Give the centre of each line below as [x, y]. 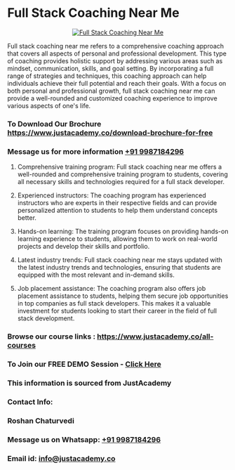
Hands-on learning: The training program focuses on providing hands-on [123, 231]
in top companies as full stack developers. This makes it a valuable [114, 303]
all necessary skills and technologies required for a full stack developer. [121, 182]
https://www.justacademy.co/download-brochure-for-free [110, 133]
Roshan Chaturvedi [41, 421]
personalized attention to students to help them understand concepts [117, 210]
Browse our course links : [52, 337]
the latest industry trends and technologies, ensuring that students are [119, 268]
